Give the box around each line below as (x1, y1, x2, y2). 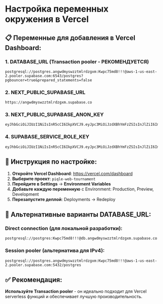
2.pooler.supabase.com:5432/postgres (5, 262, 81, 268)
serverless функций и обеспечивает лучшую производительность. (5, 294, 143, 300)
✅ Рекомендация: (5, 275, 62, 284)
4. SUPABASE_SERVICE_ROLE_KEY (5, 134, 90, 140)
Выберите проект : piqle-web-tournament (12, 176, 96, 182)
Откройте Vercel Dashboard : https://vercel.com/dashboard (12, 170, 133, 176)
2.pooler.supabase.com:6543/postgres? (5, 73, 83, 78)
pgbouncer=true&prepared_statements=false (5, 78, 92, 83)
